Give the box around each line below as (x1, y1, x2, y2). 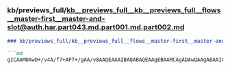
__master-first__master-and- (7, 14, 105, 23)
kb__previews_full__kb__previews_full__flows (66, 5, 221, 15)
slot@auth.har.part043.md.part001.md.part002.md (7, 22, 185, 32)
